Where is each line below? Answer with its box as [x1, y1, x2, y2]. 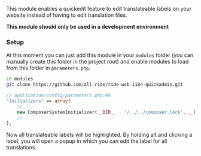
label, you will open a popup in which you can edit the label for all [6, 137, 167, 145]
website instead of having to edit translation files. [6, 11, 127, 19]
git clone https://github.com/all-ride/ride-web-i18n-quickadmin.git [6, 82, 184, 88]
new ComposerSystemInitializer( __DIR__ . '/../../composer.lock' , [17, 109, 186, 115]
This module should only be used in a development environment [6, 23, 169, 30]
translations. [6, 144, 37, 151]
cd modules [6, 76, 33, 82]
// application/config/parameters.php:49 [6, 92, 111, 98]
